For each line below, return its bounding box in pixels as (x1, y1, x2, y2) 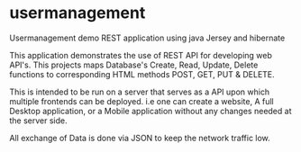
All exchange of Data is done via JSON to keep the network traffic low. (9, 132, 270, 143)
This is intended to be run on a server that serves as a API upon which (9, 86, 270, 97)
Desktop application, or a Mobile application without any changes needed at (9, 105, 292, 116)
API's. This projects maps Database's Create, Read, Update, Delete (9, 59, 259, 70)
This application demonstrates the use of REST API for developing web (9, 49, 273, 60)
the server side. (9, 115, 68, 126)
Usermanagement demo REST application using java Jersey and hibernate (9, 32, 286, 43)
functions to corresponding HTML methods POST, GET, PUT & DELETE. (9, 68, 275, 79)
